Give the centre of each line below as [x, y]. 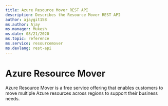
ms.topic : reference [27, 39]
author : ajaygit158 [26, 19]
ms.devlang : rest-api [29, 48]
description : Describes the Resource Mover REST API [63, 15]
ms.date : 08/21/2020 [27, 34]
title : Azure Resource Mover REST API [47, 10]
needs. [13, 98]
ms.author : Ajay [23, 24]
